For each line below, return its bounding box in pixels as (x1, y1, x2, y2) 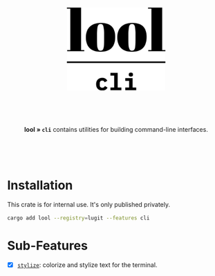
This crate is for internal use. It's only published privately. (7, 200, 171, 208)
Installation (7, 177, 73, 193)
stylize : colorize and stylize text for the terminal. (17, 260, 158, 269)
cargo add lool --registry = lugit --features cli (7, 215, 150, 221)
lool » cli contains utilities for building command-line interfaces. (24, 126, 209, 133)
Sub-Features (7, 238, 88, 253)
